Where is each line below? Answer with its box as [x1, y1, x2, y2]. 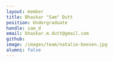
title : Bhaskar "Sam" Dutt [6, 14, 73, 20]
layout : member [6, 8, 44, 15]
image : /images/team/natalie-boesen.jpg [6, 42, 108, 48]
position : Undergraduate [6, 19, 68, 25]
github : [6, 36, 26, 42]
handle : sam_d [6, 25, 42, 31]
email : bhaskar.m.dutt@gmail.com [6, 31, 89, 37]
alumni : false [6, 47, 42, 53]
